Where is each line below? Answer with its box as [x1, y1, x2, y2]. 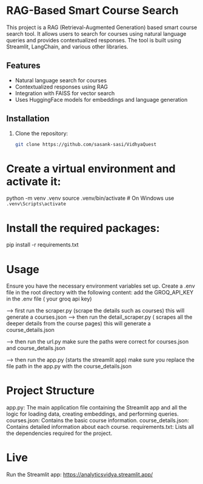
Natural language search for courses [15, 76, 107, 84]
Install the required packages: [6, 221, 160, 235]
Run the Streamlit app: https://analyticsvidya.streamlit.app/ [6, 471, 153, 479]
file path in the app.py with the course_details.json [6, 363, 132, 370]
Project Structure [6, 384, 95, 397]
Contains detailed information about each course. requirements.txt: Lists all [6, 423, 194, 431]
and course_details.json [6, 345, 65, 352]
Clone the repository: [15, 130, 68, 137]
